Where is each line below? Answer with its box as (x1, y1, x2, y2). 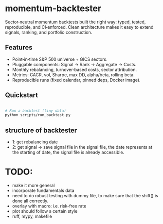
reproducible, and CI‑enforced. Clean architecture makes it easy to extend (5, 24, 154, 30)
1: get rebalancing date (12, 139, 58, 145)
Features (5, 43, 33, 52)
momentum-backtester (5, 3, 102, 14)
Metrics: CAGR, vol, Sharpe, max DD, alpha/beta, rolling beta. (12, 71, 135, 78)
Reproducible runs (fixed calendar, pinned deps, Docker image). (12, 77, 141, 83)
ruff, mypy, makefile (12, 213, 52, 219)
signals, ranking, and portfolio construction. (5, 29, 92, 35)
